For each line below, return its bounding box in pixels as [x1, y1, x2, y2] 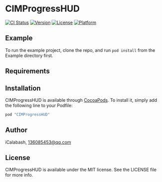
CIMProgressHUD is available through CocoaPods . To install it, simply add [5, 97, 158, 103]
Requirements [5, 67, 50, 75]
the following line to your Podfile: [5, 102, 73, 108]
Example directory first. [5, 52, 53, 58]
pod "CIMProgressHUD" [5, 112, 50, 117]
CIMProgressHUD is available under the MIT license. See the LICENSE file [5, 167, 157, 173]
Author [5, 126, 27, 135]
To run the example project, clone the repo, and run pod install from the [5, 47, 156, 53]
